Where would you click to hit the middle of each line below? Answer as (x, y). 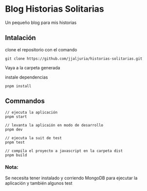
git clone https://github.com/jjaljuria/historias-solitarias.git (74, 59)
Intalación (20, 38)
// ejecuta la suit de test (34, 138)
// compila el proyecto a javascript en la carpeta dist (64, 151)
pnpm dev (14, 129)
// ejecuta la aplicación (31, 112)
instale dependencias (27, 77)
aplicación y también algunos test (39, 183)
